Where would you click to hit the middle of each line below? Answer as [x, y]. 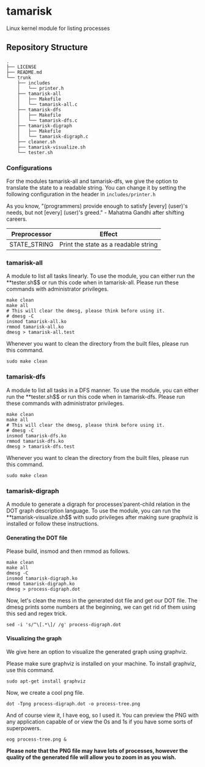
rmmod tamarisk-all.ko [35, 327]
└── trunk [19, 78]
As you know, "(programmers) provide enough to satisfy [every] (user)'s [97, 206]
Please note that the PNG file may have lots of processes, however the [97, 751]
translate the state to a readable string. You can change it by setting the [96, 188]
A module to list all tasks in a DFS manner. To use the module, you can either [103, 390]
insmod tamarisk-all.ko [37, 322]
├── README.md [24, 72]
